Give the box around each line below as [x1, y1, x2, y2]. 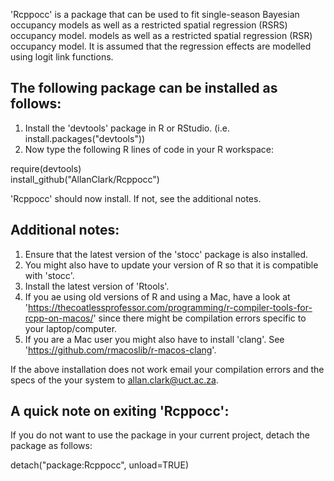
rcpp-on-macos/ [24, 312, 94, 324]
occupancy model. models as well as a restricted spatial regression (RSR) [10, 30, 313, 41]
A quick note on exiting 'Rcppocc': [10, 403, 230, 420]
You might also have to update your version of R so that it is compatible [24, 259, 319, 271]
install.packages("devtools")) [24, 132, 146, 144]
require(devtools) [10, 162, 82, 174]
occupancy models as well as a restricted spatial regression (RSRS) [10, 19, 288, 31]
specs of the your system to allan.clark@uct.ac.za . [10, 374, 219, 386]
